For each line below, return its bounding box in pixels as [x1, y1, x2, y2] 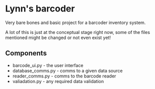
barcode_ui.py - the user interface [12, 62, 84, 68]
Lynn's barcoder [5, 3, 75, 14]
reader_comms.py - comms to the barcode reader [12, 73, 117, 79]
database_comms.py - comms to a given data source [12, 67, 123, 73]
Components [5, 49, 47, 57]
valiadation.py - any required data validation [12, 78, 104, 84]
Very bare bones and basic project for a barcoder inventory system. [5, 19, 146, 25]
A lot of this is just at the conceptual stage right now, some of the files [5, 29, 150, 35]
